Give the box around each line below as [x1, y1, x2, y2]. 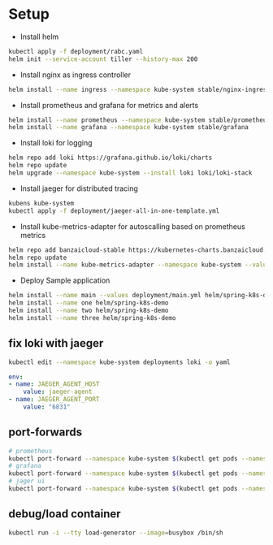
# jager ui [8, 477, 45, 486]
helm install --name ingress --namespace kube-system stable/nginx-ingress [8, 85, 271, 93]
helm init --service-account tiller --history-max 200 [8, 54, 198, 63]
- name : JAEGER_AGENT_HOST [8, 380, 100, 388]
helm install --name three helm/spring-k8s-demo [8, 314, 176, 322]
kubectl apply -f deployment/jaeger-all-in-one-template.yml [8, 206, 220, 215]
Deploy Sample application [19, 275, 110, 285]
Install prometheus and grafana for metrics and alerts [19, 100, 199, 110]
